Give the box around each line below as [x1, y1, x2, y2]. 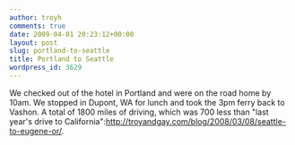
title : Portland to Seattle [9, 55, 115, 64]
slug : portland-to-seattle [9, 47, 110, 55]
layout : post [9, 38, 58, 47]
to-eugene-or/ [9, 125, 63, 136]
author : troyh [9, 13, 63, 22]
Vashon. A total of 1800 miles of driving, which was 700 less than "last [9, 107, 269, 117]
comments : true [9, 21, 66, 30]
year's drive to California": [9, 115, 106, 126]
